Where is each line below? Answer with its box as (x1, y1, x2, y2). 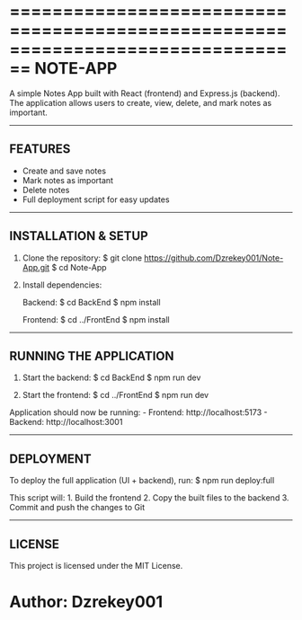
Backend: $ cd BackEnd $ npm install (22, 297, 161, 307)
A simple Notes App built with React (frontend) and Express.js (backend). (9, 87, 280, 99)
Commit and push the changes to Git (9, 502, 146, 513)
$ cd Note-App (51, 261, 107, 272)
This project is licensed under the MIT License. (9, 561, 183, 571)
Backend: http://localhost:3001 (9, 417, 123, 428)
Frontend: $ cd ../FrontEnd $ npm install (22, 314, 170, 324)
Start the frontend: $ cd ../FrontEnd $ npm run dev (22, 390, 209, 401)
